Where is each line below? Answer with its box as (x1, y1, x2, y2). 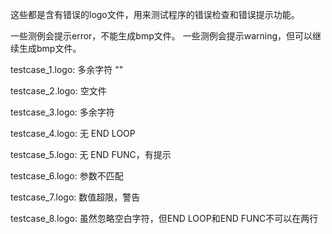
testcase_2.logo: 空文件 (10, 85, 107, 97)
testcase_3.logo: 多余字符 (10, 106, 115, 118)
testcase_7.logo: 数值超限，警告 (10, 191, 141, 203)
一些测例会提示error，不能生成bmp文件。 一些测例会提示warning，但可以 (10, 30, 313, 42)
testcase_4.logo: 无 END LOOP (10, 128, 136, 139)
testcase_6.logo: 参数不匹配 (10, 170, 124, 182)
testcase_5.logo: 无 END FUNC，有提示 (10, 149, 172, 160)
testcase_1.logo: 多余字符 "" (10, 64, 124, 75)
